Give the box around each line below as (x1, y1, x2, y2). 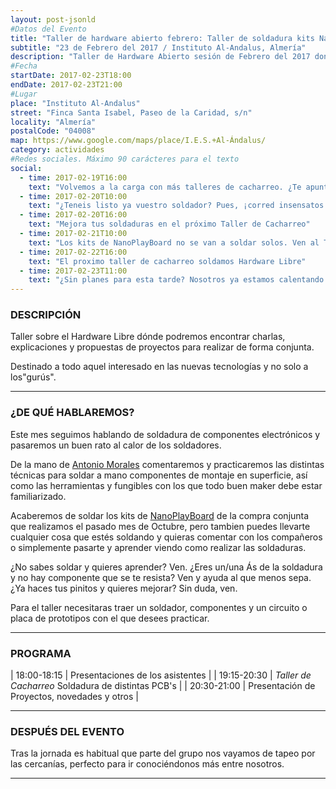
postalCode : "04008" (10, 126, 97, 136)
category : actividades (10, 145, 105, 155)
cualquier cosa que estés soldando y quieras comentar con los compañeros (10, 531, 323, 543)
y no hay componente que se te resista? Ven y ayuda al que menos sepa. (10, 571, 312, 583)
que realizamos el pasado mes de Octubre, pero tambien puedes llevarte (10, 520, 311, 532)
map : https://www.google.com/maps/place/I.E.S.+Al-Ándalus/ (10, 136, 267, 146)
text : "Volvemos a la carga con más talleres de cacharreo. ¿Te (28, 182, 302, 192)
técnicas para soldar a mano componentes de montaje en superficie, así (10, 469, 308, 481)
